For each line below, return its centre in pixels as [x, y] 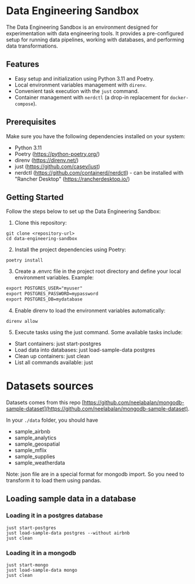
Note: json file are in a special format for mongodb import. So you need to [95, 474]
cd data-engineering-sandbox [42, 239]
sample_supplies [35, 456]
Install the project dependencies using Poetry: [70, 250]
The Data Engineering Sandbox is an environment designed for [82, 27]
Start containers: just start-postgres [58, 343]
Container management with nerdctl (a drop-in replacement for [92, 97]
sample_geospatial [37, 444]
